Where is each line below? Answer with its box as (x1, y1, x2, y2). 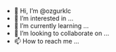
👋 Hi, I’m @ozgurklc (13, 7, 72, 15)
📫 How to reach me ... (13, 37, 79, 45)
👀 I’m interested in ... (13, 14, 74, 22)
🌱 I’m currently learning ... (13, 22, 89, 30)
